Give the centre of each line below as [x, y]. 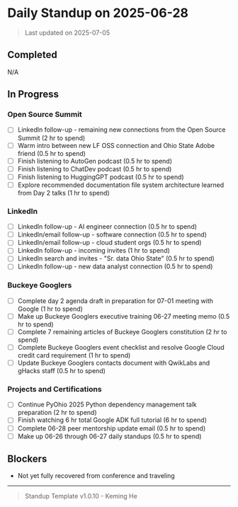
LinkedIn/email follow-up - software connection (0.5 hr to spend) [112, 234]
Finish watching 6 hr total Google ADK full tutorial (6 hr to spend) [112, 420]
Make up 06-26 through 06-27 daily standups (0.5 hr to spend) [109, 436]
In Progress [33, 95]
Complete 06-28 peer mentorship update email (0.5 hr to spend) [112, 428]
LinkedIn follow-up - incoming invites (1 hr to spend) [93, 251]
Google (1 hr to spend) [50, 309]
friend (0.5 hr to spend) [52, 153]
